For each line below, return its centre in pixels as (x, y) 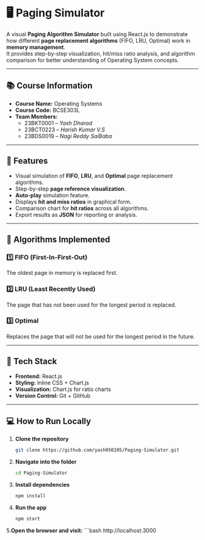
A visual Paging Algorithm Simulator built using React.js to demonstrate (97, 34)
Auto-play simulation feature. (52, 195)
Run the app (31, 508)
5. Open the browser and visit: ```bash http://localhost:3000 (81, 530)
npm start (28, 519)
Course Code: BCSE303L (48, 110)
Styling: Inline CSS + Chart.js (52, 382)
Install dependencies (42, 485)
